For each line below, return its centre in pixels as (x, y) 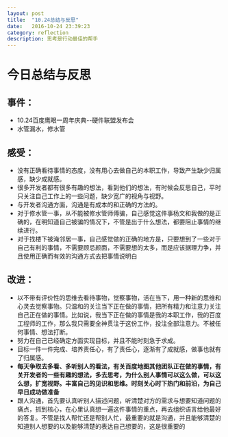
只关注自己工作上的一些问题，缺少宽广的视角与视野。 (92, 196)
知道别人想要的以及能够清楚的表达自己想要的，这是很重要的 (101, 426)
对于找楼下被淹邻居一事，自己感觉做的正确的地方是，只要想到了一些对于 (119, 239)
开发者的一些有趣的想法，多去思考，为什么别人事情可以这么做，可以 (119, 375)
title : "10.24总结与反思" (43, 20)
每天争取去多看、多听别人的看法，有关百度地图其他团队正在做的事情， (116, 366)
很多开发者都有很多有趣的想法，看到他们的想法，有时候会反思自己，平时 (119, 187)
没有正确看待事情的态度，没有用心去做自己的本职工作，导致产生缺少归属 (119, 170)
